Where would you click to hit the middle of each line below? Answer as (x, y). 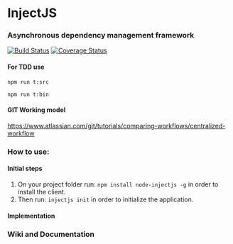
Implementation (31, 216)
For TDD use (26, 67)
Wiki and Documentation (51, 234)
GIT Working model (37, 110)
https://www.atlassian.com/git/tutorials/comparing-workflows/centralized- (116, 126)
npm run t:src (28, 82)
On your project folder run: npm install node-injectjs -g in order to (118, 184)
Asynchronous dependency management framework (101, 35)
